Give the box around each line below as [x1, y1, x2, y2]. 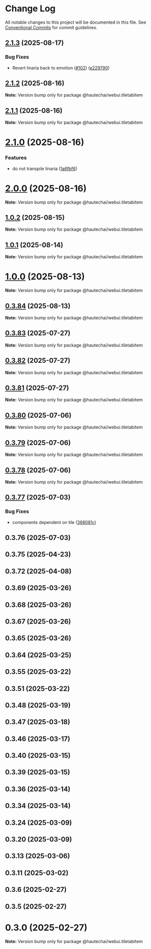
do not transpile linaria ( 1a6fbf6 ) [12, 166, 78, 172]
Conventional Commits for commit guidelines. [5, 24, 97, 30]
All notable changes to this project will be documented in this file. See [5, 19, 147, 25]
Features [5, 154, 27, 161]
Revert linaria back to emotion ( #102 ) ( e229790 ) [12, 65, 110, 70]
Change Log [5, 3, 56, 14]
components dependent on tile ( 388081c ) [12, 519, 97, 525]
